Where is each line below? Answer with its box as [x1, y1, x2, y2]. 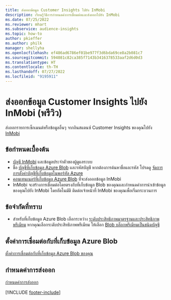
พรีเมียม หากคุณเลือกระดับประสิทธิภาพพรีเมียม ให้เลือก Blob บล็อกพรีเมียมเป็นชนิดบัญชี [12, 222, 160, 228]
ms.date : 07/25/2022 [5, 17, 50, 22]
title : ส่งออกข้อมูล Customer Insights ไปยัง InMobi [5, 7, 106, 13]
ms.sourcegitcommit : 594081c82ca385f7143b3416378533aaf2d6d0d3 [5, 55, 143, 60]
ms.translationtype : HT [5, 60, 56, 65]
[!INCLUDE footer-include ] [5, 289, 61, 295]
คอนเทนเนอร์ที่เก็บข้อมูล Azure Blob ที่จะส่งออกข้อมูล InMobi [12, 176, 121, 182]
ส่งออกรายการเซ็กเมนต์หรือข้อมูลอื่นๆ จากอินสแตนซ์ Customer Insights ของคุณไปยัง [5, 124, 153, 130]
